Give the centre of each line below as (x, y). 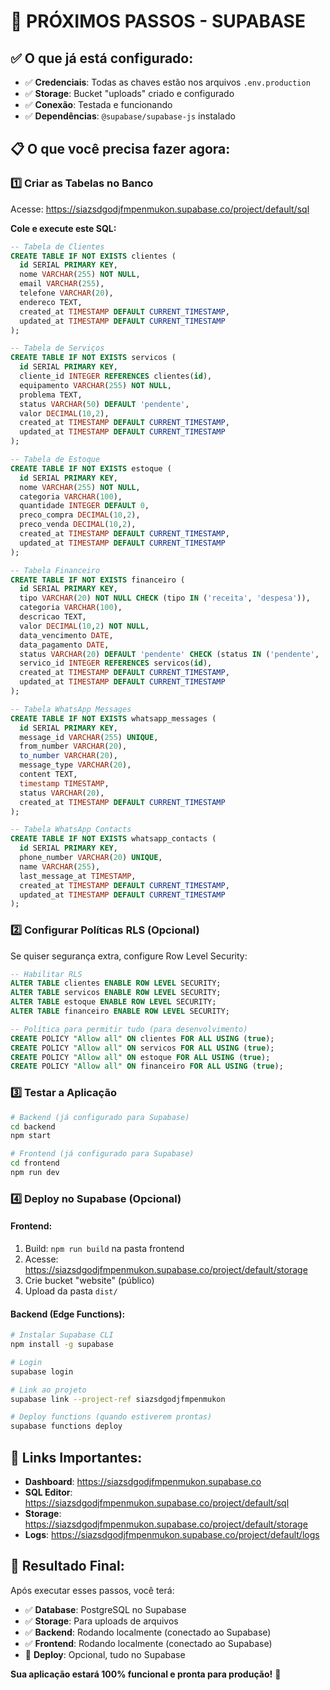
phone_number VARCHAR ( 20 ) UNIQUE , (91, 858)
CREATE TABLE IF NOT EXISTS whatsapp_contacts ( (113, 839)
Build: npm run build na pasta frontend (104, 1249)
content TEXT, (48, 775)
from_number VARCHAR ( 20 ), (73, 746)
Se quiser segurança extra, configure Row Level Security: (129, 956)
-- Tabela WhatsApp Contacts (71, 830)
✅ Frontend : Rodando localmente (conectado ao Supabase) (148, 1643)
